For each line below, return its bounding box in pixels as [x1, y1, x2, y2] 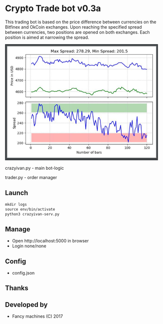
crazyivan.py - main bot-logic [5, 165, 64, 171]
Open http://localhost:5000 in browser [12, 238, 89, 244]
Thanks [5, 284, 29, 292]
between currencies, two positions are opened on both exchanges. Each [5, 29, 150, 35]
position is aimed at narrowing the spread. [5, 34, 89, 40]
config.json [12, 270, 35, 275]
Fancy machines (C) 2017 [12, 313, 63, 319]
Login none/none [12, 243, 47, 249]
